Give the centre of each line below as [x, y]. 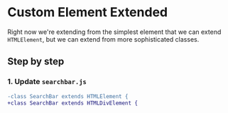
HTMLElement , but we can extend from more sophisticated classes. [103, 39]
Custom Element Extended [88, 12]
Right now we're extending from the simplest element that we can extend [114, 32]
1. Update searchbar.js [47, 82]
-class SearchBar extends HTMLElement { [68, 96]
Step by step [36, 62]
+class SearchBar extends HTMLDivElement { [73, 103]
